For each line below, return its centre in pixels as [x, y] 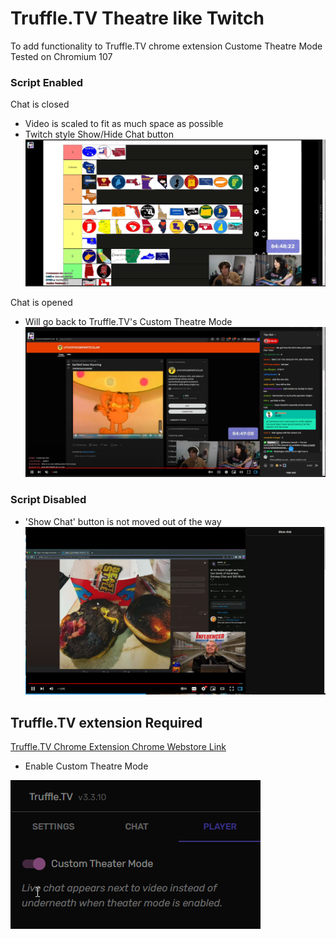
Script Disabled [48, 500]
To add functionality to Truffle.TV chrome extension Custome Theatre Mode [166, 46]
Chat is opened [41, 303]
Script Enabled [47, 82]
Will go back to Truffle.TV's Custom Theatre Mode [128, 322]
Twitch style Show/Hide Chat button [99, 134]
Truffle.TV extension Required [106, 722]
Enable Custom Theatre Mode [86, 766]
